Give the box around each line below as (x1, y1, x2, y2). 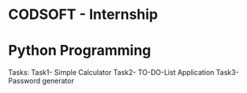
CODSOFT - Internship (8, 6, 159, 24)
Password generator (8, 76, 75, 86)
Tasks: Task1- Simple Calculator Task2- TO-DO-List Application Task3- (8, 68, 239, 77)
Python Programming (8, 42, 152, 60)
